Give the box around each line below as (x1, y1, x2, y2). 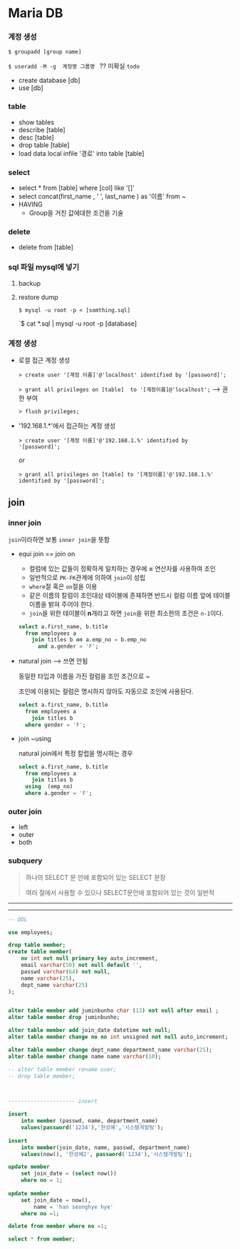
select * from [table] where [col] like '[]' (18, 184, 135, 192)
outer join (8, 806, 42, 816)
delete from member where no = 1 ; (8, 1223, 108, 1230)
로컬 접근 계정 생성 (18, 356, 71, 364)
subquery (8, 856, 43, 866)
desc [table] (18, 133, 54, 141)
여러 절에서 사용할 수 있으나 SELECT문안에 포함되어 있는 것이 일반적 (25, 888, 215, 897)
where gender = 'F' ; (25, 721, 86, 728)
